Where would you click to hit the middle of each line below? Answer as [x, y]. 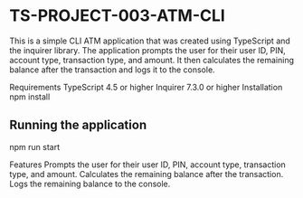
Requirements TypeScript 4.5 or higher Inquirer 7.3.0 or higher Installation [146, 87]
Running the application [78, 125]
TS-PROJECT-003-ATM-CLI [118, 16]
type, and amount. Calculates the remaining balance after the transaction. [147, 174]
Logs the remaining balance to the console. [90, 184]
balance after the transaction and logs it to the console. [112, 70]
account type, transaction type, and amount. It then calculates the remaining [151, 60]
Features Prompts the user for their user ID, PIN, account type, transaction [148, 165]
